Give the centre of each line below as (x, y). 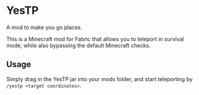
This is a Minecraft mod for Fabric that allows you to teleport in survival (95, 39)
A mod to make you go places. (44, 27)
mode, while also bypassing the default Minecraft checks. (78, 45)
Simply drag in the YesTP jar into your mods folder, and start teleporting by (99, 79)
